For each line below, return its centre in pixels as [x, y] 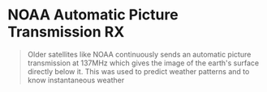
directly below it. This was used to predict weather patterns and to [138, 71]
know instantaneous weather [76, 80]
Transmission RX [66, 32]
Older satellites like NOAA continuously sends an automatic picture [139, 54]
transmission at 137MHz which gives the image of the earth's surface [143, 63]
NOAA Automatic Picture [93, 15]
